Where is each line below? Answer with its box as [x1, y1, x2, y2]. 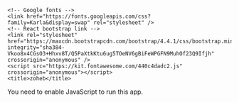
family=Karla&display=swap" [7, 19, 91, 26]
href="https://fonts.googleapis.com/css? [26, 13, 152, 20]
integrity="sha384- [7, 44, 65, 51]
